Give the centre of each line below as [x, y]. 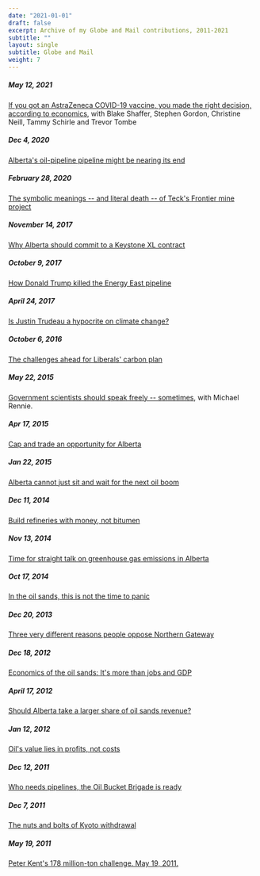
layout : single [33, 45]
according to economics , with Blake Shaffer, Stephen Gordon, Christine [124, 113]
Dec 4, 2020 [29, 140]
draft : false [30, 23]
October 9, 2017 [35, 263]
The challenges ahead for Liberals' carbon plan [85, 359]
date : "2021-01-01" [40, 15]
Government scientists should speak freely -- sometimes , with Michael [124, 397]
